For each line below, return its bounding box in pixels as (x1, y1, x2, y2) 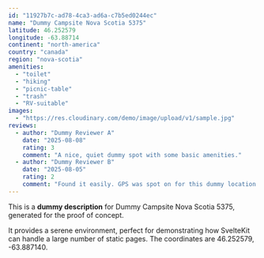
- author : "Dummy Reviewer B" (15, 159, 115, 166)
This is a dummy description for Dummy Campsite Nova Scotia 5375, (8, 202, 236, 211)
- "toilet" (15, 70, 51, 78)
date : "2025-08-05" (22, 166, 87, 174)
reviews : (8, 122, 37, 129)
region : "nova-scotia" (8, 56, 83, 64)
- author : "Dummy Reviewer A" (15, 129, 115, 136)
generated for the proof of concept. (8, 210, 124, 219)
